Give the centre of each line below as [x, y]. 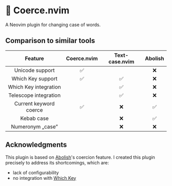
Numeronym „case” [34, 127]
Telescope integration [35, 95]
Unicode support [34, 70]
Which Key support [35, 78]
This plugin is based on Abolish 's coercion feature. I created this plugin [80, 157]
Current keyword [34, 104]
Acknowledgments [36, 145]
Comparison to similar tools [50, 41]
